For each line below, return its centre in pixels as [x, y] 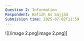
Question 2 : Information [31, 10]
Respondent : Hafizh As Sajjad [37, 14]
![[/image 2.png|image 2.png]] [36, 33]
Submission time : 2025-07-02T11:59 [42, 19]
